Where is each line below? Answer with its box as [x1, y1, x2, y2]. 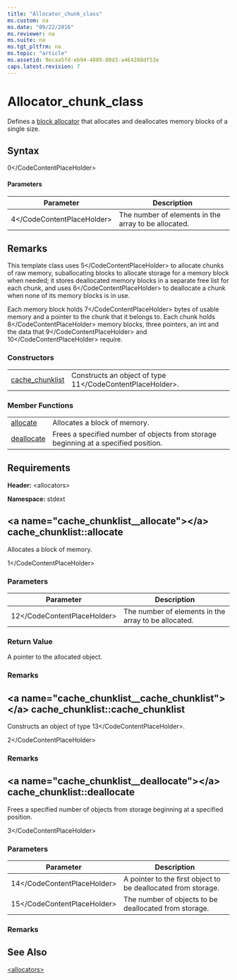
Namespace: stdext [7, 495, 66, 503]
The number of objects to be [123, 894, 218, 904]
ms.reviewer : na [7, 30, 55, 38]
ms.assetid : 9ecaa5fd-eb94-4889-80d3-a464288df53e [7, 57, 159, 64]
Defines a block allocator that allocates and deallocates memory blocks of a [7, 117, 228, 125]
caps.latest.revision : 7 [7, 63, 80, 70]
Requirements [7, 462, 71, 474]
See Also [7, 946, 47, 959]
